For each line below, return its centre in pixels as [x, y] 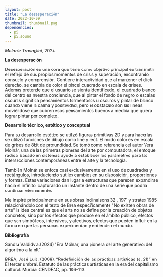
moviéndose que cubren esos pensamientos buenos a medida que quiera [79, 110]
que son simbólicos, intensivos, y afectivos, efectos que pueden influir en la [81, 220]
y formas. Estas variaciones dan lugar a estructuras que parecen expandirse [81, 180]
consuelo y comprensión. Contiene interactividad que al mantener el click [79, 79]
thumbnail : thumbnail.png [31, 23]
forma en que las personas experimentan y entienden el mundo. [69, 225]
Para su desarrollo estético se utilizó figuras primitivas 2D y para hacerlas [79, 135]
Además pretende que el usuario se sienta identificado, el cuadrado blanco [80, 90]
